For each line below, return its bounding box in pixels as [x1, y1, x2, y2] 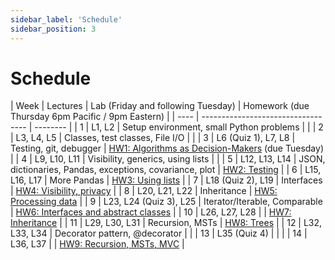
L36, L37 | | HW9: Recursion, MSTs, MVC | [10, 238, 185, 250]
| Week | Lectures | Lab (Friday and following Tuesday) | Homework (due [10, 100, 310, 112]
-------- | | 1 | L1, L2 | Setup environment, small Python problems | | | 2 [34, 121, 324, 133]
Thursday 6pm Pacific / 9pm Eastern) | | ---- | [10, 111, 200, 123]
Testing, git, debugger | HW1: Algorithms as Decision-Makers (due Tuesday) [10, 142, 324, 155]
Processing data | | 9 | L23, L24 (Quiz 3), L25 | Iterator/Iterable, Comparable [10, 196, 323, 208]
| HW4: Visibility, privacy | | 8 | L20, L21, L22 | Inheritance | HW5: [10, 185, 278, 197]
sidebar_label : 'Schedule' [10, 14, 123, 25]
